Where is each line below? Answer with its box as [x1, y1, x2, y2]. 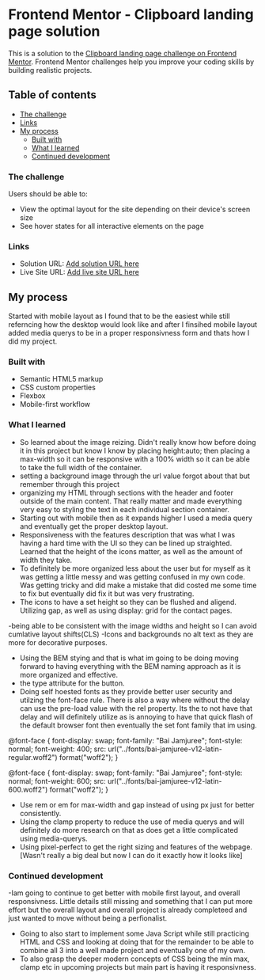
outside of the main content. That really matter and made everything [19, 496, 243, 506]
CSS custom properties [19, 382, 97, 393]
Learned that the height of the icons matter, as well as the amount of [19, 546, 243, 556]
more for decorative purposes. [8, 637, 108, 647]
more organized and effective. [19, 670, 119, 679]
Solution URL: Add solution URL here [19, 259, 140, 268]
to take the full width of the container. [19, 462, 142, 472]
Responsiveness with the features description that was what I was [19, 530, 236, 539]
